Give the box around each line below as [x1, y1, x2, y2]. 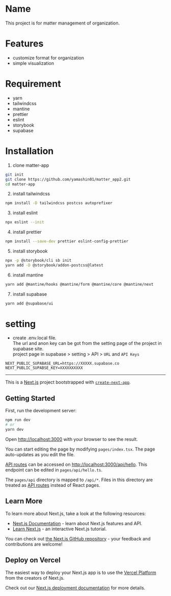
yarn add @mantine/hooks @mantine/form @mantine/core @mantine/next [5, 282, 154, 287]
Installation [5, 145, 54, 157]
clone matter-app [12, 162, 49, 168]
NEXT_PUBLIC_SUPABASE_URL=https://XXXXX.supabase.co [5, 361, 120, 366]
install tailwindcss [12, 191, 50, 197]
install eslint [12, 210, 38, 216]
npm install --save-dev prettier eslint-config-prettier [5, 239, 129, 244]
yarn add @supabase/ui [5, 301, 53, 306]
